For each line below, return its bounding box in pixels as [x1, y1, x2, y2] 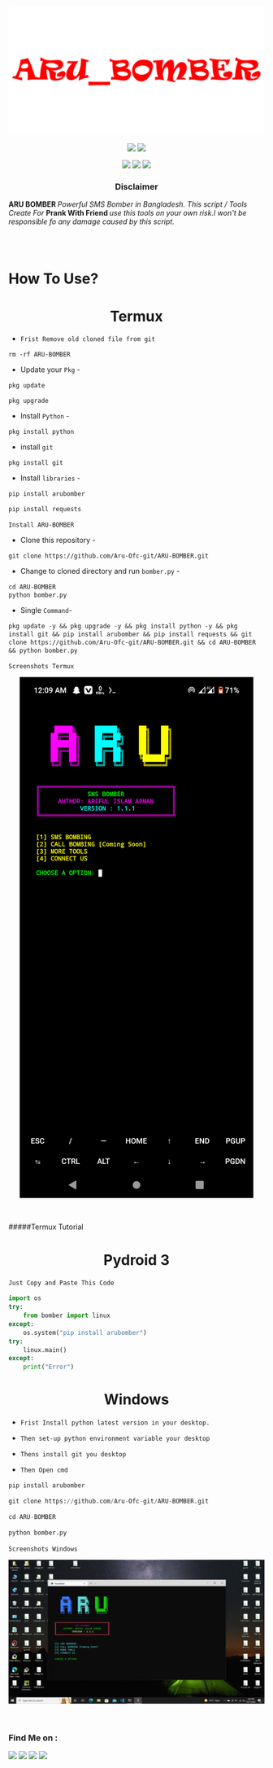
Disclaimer [115, 181, 158, 192]
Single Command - [19, 606, 73, 615]
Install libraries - [19, 473, 81, 483]
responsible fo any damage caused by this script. [8, 217, 175, 226]
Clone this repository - [19, 536, 96, 545]
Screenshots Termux [8, 663, 75, 671]
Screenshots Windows [8, 1545, 79, 1553]
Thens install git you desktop [19, 1451, 127, 1459]
